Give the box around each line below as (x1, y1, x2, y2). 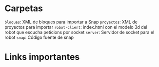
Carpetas (4, 3, 43, 14)
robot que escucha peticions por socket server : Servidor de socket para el (4, 29, 155, 35)
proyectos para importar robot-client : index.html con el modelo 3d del (4, 24, 147, 30)
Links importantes (4, 51, 80, 63)
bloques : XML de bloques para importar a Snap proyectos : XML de (4, 19, 138, 25)
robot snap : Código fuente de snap (4, 34, 74, 40)
